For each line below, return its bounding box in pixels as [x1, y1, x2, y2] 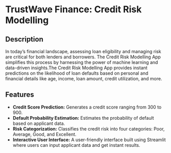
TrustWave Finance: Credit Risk [5, 4, 142, 15]
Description [5, 35, 43, 43]
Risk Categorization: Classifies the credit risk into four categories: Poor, [12, 125, 165, 132]
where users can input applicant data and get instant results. [12, 142, 140, 148]
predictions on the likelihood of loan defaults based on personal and [5, 70, 149, 76]
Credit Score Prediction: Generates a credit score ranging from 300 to [12, 104, 162, 110]
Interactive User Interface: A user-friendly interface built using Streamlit [12, 137, 166, 143]
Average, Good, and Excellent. [12, 131, 77, 137]
